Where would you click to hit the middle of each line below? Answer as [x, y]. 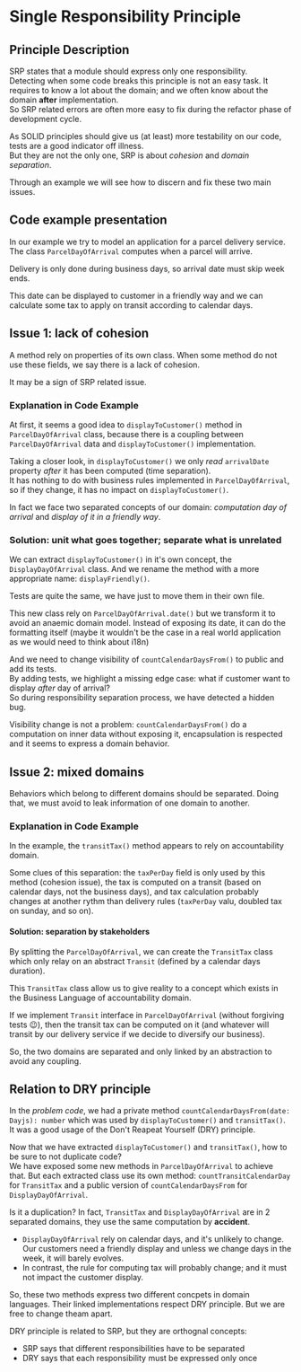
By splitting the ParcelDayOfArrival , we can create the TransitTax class [141, 951]
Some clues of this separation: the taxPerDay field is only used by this [138, 873]
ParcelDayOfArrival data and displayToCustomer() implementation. [133, 444]
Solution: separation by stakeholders [80, 931]
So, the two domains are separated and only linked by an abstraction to [141, 1051]
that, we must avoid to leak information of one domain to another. [130, 803]
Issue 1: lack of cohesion [79, 334]
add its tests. [33, 669]
